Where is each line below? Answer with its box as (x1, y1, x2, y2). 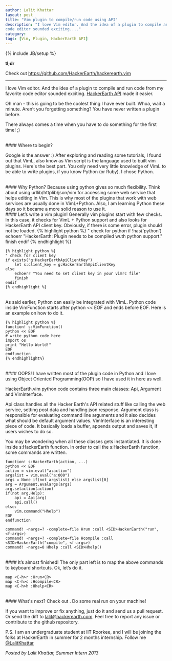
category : (5, 31, 27, 36)
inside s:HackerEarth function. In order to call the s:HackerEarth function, (5, 444, 160, 450)
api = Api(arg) (14, 495, 47, 500)
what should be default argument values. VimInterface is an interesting (5, 417, 155, 424)
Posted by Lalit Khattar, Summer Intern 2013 (5, 650, 99, 656)
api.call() (14, 500, 38, 505)
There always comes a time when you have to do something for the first (5, 121, 157, 127)
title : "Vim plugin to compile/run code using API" (5, 17, 118, 22)
